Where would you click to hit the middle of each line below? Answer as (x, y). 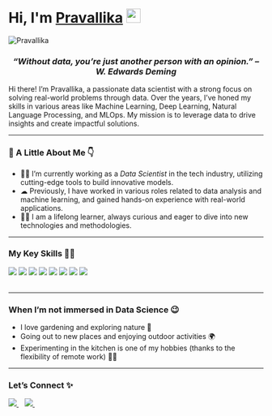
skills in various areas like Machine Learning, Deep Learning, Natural (123, 106)
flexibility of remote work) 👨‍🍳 (68, 357)
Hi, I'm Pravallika (66, 18)
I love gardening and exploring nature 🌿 (86, 328)
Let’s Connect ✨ (41, 385)
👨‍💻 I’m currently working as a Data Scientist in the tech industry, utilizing (141, 174)
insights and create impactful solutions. (74, 124)
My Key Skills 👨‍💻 (42, 254)
